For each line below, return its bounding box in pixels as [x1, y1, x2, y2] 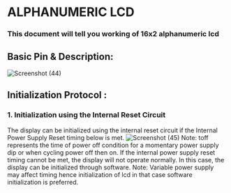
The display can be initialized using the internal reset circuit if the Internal [7, 126, 218, 134]
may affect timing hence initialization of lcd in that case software [7, 170, 193, 178]
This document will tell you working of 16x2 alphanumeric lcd [7, 29, 220, 39]
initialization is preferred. [7, 178, 79, 186]
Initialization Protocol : [7, 89, 107, 101]
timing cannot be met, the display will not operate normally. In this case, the [7, 155, 225, 164]
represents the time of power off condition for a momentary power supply [7, 141, 219, 149]
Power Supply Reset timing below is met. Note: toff [7, 133, 209, 141]
